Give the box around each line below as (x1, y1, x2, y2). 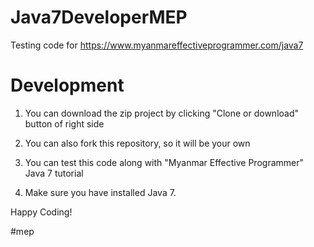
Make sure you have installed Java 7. (24, 186, 177, 198)
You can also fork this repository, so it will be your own (24, 137, 251, 149)
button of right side (24, 117, 105, 130)
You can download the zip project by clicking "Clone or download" (24, 107, 300, 119)
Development (10, 74, 125, 97)
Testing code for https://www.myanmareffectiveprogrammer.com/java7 (10, 39, 304, 51)
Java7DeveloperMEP (10, 6, 188, 29)
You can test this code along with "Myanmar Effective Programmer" (24, 156, 305, 168)
